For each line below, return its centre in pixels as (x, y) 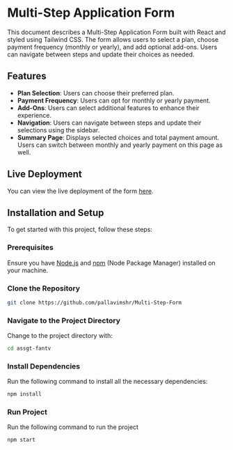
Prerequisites (30, 247)
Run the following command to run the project (73, 427)
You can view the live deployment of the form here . (81, 191)
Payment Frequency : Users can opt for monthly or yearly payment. (114, 100)
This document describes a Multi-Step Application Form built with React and (116, 32)
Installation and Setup (56, 213)
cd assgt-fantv (29, 349)
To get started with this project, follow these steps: (80, 230)
